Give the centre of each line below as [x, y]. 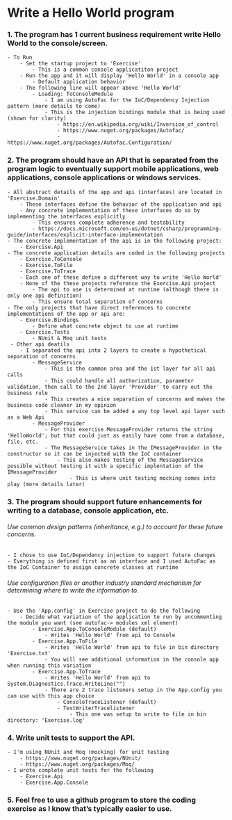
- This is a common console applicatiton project [105, 70]
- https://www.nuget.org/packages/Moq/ [77, 764]
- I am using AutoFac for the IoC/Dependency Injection [127, 100]
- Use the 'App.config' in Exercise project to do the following [103, 611]
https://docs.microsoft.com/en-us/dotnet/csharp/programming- [130, 228]
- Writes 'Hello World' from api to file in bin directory [131, 648]
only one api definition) [44, 296]
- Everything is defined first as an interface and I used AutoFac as [111, 561]
